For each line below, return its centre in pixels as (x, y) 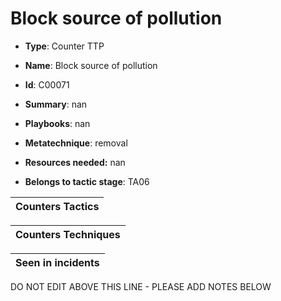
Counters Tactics (57, 206)
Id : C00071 (47, 84)
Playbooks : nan (57, 123)
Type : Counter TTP (64, 46)
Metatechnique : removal (76, 143)
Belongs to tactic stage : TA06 (87, 181)
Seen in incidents (57, 262)
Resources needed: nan (75, 162)
